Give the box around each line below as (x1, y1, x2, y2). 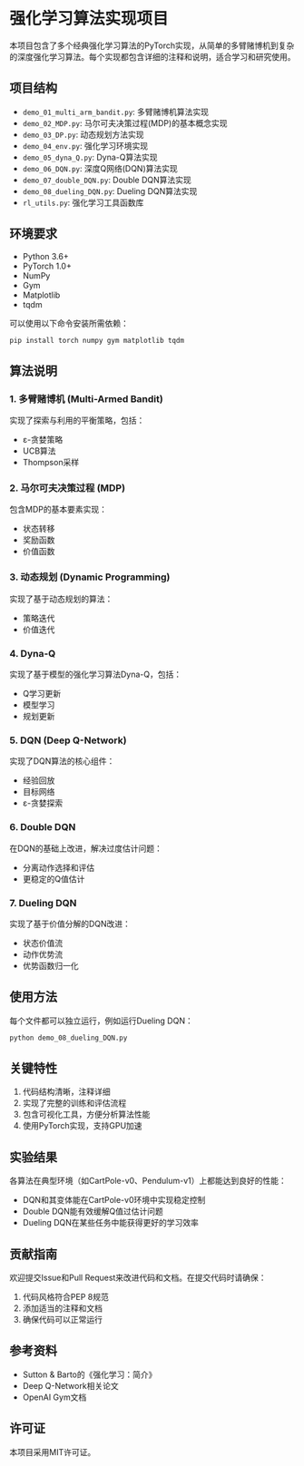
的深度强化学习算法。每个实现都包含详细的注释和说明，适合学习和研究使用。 (9, 51, 296, 62)
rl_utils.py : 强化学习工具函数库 (22, 197, 144, 208)
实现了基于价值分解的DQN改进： (9, 918, 132, 929)
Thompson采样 (22, 457, 80, 468)
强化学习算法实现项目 (9, 8, 170, 29)
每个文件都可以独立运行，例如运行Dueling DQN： (9, 1015, 193, 1026)
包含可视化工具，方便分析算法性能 (22, 1109, 151, 1120)
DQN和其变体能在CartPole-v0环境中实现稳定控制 (22, 1195, 206, 1206)
